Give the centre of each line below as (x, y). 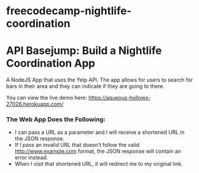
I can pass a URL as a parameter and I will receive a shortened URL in (99, 133)
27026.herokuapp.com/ (35, 104)
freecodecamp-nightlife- (69, 11)
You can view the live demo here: (47, 98)
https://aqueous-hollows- (120, 98)
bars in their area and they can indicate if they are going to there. (85, 86)
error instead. (31, 158)
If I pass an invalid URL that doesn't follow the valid (77, 145)
